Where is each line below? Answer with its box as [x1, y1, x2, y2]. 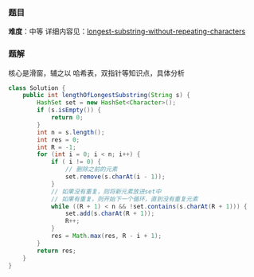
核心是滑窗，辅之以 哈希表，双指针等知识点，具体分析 [8, 68, 185, 77]
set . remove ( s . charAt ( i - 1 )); [64, 173, 166, 181]
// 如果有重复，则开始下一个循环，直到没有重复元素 [50, 195, 198, 203]
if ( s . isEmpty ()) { [37, 106, 102, 115]
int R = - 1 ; [37, 143, 77, 151]
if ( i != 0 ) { [50, 158, 102, 166]
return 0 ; [50, 114, 84, 122]
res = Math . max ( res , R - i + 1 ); [50, 232, 162, 240]
